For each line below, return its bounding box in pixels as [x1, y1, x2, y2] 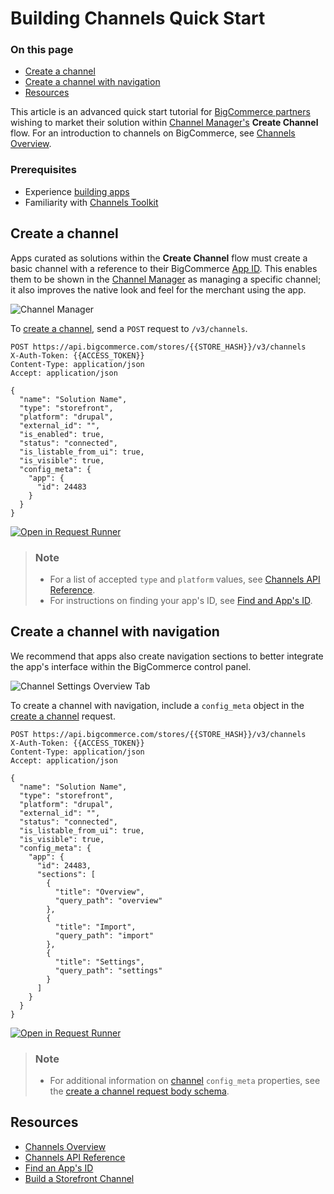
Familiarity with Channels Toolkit [24, 196, 159, 208]
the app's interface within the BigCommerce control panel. [10, 660, 252, 672]
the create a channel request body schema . [49, 1085, 230, 1097]
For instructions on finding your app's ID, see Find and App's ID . [49, 594, 313, 606]
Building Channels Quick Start [10, 7, 266, 30]
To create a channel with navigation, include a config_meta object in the [10, 699, 305, 711]
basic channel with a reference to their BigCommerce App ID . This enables [10, 262, 318, 274]
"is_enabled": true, [19, 429, 105, 439]
